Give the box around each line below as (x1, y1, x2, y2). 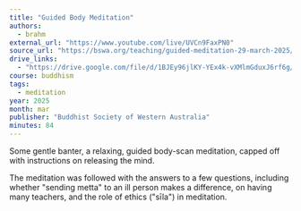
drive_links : (9, 55, 58, 63)
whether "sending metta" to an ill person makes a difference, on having (9, 182, 272, 192)
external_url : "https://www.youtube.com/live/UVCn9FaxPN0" (9, 38, 235, 47)
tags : (9, 80, 30, 89)
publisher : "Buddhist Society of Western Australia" (9, 113, 211, 122)
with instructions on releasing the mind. (9, 156, 155, 165)
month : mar (9, 105, 50, 114)
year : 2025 (9, 96, 50, 105)
